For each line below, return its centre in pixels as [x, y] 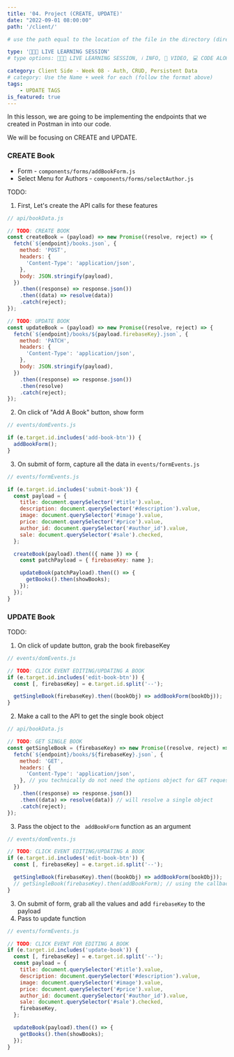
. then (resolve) [42, 386]
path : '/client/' [32, 27]
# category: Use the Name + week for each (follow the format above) [110, 77]
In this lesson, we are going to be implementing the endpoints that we [107, 117]
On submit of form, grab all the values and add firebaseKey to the [111, 904]
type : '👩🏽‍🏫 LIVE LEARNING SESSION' [59, 52]
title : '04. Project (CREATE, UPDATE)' [65, 14]
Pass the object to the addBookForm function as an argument [104, 826]
